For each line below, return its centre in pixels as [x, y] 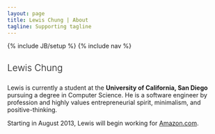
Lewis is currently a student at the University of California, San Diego [107, 88]
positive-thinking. [32, 109]
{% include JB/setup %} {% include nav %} [70, 46]
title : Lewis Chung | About [48, 20]
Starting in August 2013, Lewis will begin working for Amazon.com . [103, 123]
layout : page [26, 13]
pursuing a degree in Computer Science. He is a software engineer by [107, 95]
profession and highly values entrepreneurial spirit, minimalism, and [104, 102]
